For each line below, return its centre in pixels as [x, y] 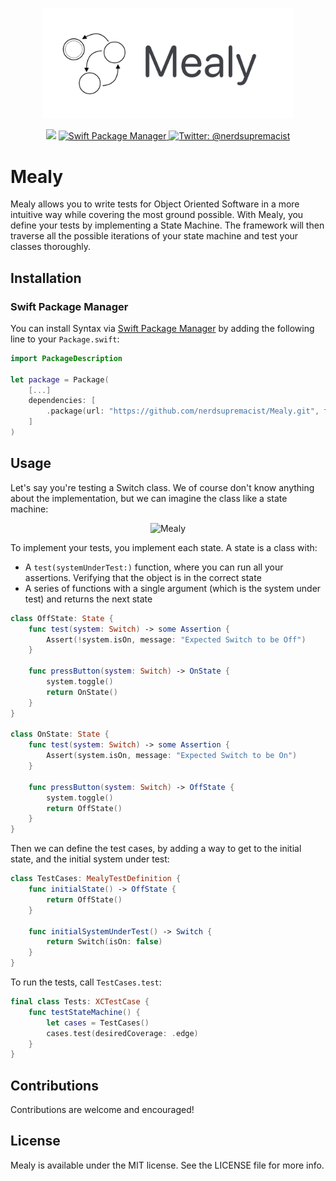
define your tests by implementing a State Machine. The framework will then [167, 225]
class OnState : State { [60, 734]
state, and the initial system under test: [90, 859]
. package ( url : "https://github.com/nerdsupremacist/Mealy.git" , [183, 411]
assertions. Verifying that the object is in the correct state [143, 577]
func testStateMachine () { [84, 1012]
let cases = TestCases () [98, 1023]
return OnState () [82, 692]
